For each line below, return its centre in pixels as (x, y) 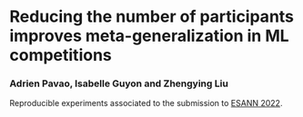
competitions (61, 55)
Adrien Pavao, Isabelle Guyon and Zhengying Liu (119, 83)
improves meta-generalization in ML (149, 36)
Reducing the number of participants (151, 17)
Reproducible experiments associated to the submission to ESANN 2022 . (146, 103)
